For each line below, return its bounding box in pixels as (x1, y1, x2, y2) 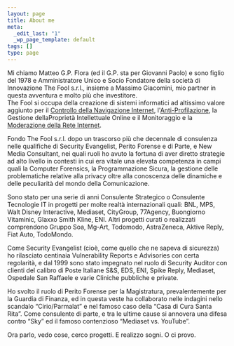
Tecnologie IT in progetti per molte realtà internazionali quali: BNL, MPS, (7, 200, 216, 208)
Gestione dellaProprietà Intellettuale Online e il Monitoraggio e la (7, 113, 193, 121)
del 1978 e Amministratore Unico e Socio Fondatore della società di (7, 76, 201, 84)
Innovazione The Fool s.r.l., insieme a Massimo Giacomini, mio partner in (7, 84, 216, 92)
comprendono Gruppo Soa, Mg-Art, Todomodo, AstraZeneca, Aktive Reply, (7, 222, 224, 231)
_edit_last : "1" (13, 29, 61, 37)
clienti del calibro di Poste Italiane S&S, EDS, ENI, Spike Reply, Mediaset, (7, 266, 216, 274)
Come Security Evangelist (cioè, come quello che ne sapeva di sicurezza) (7, 244, 219, 252)
